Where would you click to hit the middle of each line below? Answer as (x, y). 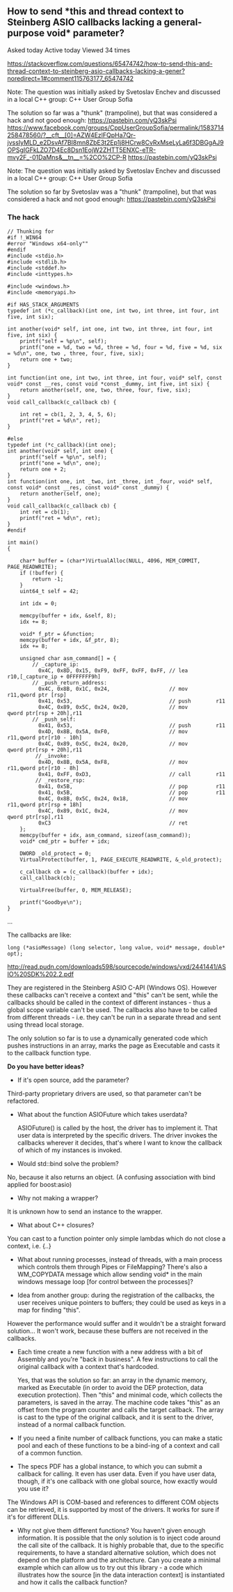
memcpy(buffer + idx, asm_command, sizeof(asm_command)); (105, 836)
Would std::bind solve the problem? (68, 1164)
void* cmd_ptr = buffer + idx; (65, 842)
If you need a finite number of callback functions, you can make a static (120, 1438)
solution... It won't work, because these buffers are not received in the (108, 1331)
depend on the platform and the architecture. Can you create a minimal (119, 1560)
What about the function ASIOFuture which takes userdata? (102, 1115)
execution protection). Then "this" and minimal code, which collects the (120, 1395)
